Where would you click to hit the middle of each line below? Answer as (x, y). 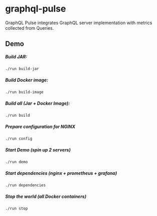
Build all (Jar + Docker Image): (38, 103)
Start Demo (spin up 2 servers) (38, 150)
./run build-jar (22, 69)
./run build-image (24, 92)
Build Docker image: (27, 80)
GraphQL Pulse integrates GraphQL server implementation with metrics (79, 23)
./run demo (17, 162)
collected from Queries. (30, 28)
